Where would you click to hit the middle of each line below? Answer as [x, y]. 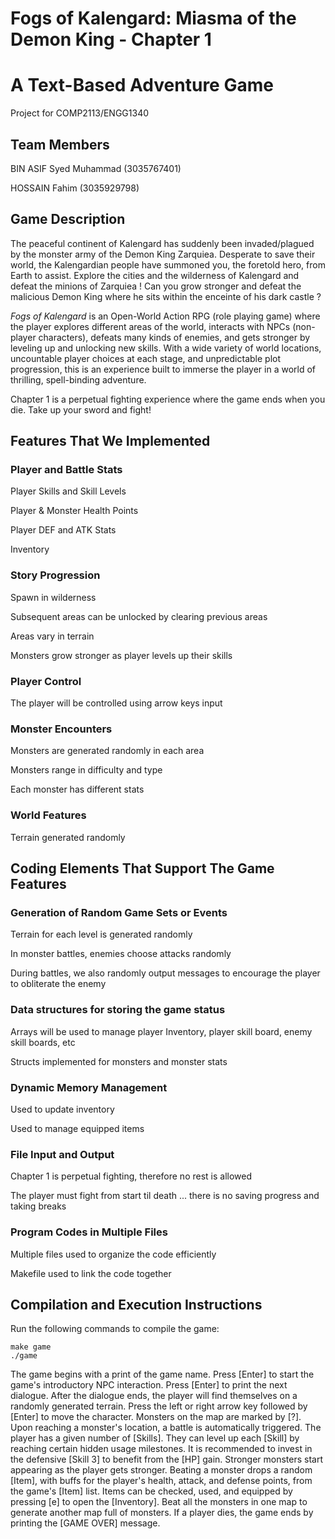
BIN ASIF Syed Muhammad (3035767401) [96, 168]
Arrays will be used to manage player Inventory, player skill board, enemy [161, 1031]
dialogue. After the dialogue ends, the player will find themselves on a [154, 1396]
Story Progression [55, 575]
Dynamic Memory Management [89, 1087]
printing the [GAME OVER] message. [85, 1523]
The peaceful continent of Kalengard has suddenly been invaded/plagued [162, 243]
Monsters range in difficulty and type [86, 770]
